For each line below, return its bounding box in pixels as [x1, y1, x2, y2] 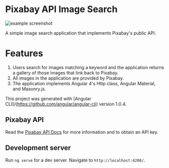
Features [5, 48, 43, 59]
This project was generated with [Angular [5, 95, 92, 101]
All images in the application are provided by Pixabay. [12, 75, 124, 81]
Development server [5, 144, 71, 152]
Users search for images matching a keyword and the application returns [12, 64, 164, 70]
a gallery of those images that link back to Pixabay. [12, 70, 119, 76]
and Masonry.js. [12, 86, 46, 92]
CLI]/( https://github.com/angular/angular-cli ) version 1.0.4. [5, 101, 127, 107]
